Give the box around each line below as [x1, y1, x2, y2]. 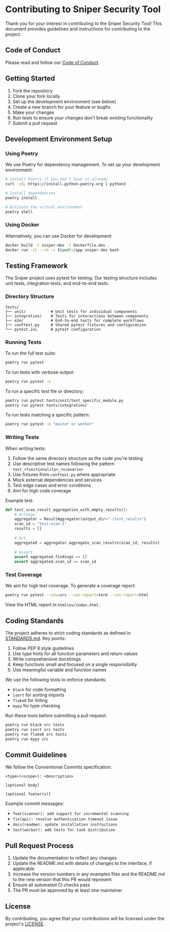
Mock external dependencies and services [12, 477, 102, 483]
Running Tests [5, 338, 42, 346]
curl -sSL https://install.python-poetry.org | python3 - [5, 181, 130, 187]
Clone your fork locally [12, 93, 60, 99]
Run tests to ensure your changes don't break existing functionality [12, 114, 153, 120]
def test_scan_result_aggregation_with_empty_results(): [5, 507, 128, 512]
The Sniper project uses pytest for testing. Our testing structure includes [5, 275, 157, 281]
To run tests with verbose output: [5, 369, 75, 375]
